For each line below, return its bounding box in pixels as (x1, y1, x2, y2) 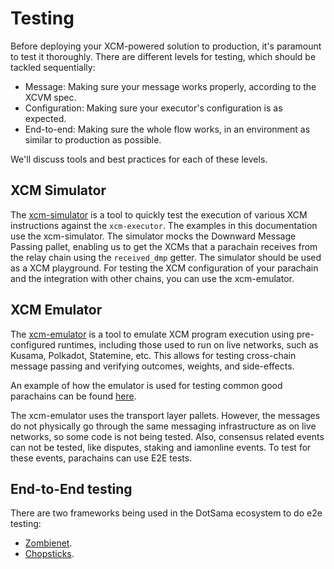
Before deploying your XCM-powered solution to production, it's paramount (10, 40, 322, 52)
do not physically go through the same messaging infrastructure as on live (10, 420, 317, 432)
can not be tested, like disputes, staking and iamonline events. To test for (10, 441, 312, 453)
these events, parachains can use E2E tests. (10, 452, 193, 464)
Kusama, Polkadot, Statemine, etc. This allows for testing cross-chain (10, 349, 297, 361)
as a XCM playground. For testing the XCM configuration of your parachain (10, 262, 319, 274)
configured (10, 338, 56, 351)
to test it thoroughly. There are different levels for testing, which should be (10, 50, 317, 62)
